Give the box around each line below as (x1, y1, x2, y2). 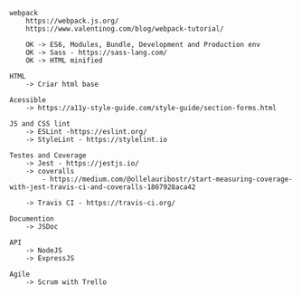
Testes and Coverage (9, 151, 88, 160)
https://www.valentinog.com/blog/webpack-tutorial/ (25, 24, 224, 33)
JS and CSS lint (9, 119, 71, 128)
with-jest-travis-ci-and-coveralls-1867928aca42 (9, 183, 196, 192)
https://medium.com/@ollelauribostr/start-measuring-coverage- (49, 175, 294, 184)
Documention (9, 214, 54, 223)
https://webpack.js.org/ (25, 16, 119, 25)
